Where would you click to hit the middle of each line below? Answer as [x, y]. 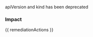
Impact [14, 19]
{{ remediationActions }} [29, 30]
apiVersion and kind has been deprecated [47, 7]
